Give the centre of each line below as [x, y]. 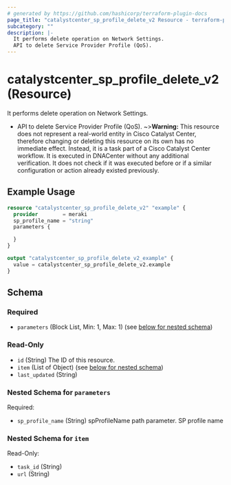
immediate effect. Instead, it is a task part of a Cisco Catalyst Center [114, 148]
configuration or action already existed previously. [88, 170]
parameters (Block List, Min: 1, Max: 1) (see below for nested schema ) [115, 327]
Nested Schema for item [48, 438]
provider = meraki [51, 214]
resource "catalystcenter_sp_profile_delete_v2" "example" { [97, 208]
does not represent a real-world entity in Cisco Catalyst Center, [107, 133]
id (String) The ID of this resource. [66, 360]
